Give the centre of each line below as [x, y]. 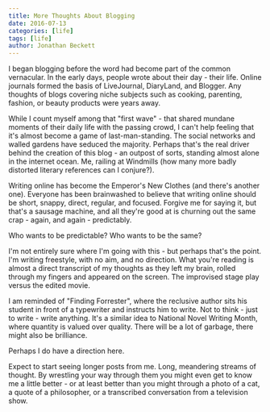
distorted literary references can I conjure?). [81, 170]
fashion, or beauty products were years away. [85, 103]
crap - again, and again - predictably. [70, 220]
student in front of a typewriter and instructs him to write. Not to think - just [133, 310]
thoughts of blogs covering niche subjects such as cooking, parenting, [125, 94]
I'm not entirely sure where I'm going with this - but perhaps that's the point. [135, 252]
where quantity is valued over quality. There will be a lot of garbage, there [131, 327]
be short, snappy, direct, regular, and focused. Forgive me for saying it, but [132, 203]
